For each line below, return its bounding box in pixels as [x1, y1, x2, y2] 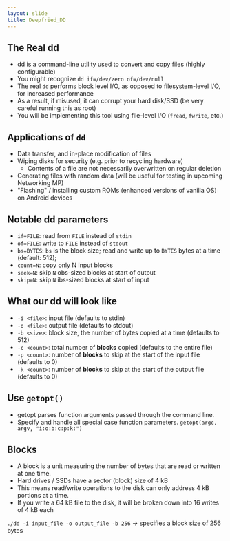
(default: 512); [17, 253, 57, 262]
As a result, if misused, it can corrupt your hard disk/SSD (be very [17, 97, 205, 105]
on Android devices [17, 193, 73, 202]
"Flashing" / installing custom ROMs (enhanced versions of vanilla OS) [17, 187, 217, 195]
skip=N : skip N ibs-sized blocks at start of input [17, 275, 149, 284]
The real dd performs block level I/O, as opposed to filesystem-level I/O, [17, 82, 221, 90]
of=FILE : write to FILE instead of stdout [17, 239, 129, 247]
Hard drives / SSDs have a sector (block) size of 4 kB [17, 476, 169, 485]
